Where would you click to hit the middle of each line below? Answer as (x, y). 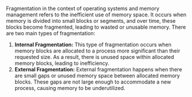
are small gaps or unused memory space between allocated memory (97, 76)
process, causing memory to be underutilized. (70, 88)
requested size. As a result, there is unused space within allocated (94, 57)
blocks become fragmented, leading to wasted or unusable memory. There (96, 27)
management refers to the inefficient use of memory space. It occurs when (96, 15)
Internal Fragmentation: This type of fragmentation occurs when (93, 44)
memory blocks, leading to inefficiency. (62, 63)
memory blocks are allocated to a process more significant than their (97, 51)
